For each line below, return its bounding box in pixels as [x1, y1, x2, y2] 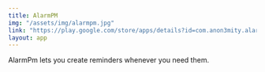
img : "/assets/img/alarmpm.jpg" [8, 19, 114, 27]
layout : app [8, 33, 47, 42]
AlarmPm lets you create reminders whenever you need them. [8, 55, 210, 65]
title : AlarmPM [8, 11, 58, 20]
